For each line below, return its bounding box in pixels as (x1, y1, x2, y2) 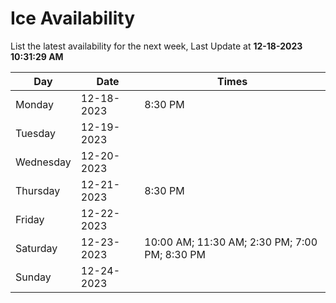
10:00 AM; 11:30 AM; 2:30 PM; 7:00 (144, 235, 318, 249)
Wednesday (15, 155, 72, 169)
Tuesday (15, 126, 56, 140)
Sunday (15, 270, 52, 284)
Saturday (15, 241, 58, 255)
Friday (15, 212, 45, 226)
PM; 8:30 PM (144, 247, 206, 261)
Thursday (15, 183, 61, 197)
